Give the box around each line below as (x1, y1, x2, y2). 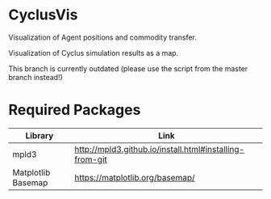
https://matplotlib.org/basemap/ (73, 171, 195, 183)
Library (25, 129, 54, 141)
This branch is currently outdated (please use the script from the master (8, 63, 248, 74)
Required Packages (8, 101, 141, 119)
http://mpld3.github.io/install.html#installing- (73, 143, 244, 155)
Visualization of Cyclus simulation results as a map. (8, 48, 179, 57)
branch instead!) (8, 72, 63, 82)
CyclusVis (8, 6, 78, 24)
